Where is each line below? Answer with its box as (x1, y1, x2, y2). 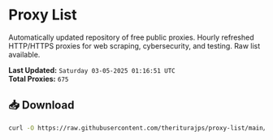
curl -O (8, 124, 35, 132)
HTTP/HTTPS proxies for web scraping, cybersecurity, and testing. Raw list (8, 40, 261, 50)
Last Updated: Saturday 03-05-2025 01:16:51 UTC (8, 65, 176, 74)
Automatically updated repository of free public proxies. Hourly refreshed (8, 32, 254, 42)
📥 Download (8, 99, 75, 112)
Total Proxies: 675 (8, 74, 69, 83)
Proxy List (8, 6, 77, 24)
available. (8, 49, 41, 59)
